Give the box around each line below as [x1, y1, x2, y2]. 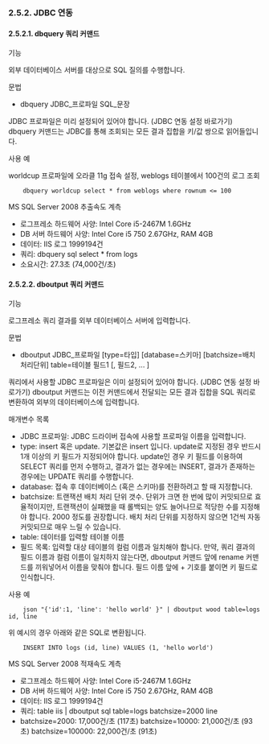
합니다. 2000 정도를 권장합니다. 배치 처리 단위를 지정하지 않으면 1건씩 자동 [28, 512, 261, 522]
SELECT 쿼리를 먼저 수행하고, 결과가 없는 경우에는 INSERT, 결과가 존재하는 [19, 461, 255, 472]
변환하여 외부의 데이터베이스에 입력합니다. [8, 397, 140, 407]
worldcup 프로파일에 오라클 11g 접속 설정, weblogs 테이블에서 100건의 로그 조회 [8, 171, 260, 180]
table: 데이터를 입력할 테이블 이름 [19, 532, 124, 542]
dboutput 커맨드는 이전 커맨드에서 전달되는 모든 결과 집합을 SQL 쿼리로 [31, 387, 256, 397]
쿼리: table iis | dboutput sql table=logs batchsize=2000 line [19, 706, 218, 716]
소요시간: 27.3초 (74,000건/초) [19, 259, 116, 269]
